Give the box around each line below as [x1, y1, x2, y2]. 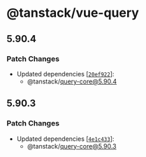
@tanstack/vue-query [6, 5, 139, 21]
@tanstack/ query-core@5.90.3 [27, 142, 117, 150]
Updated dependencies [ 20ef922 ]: [16, 69, 115, 78]
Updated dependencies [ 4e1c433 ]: [16, 135, 115, 143]
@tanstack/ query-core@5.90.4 [27, 77, 117, 86]
